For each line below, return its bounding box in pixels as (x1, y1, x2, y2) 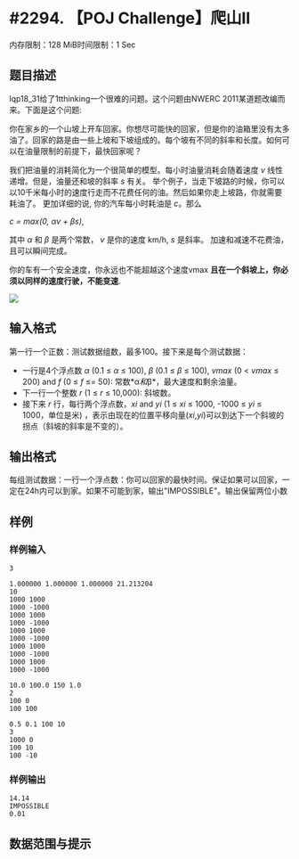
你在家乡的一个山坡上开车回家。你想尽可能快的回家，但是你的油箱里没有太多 (9, 123, 290, 134)
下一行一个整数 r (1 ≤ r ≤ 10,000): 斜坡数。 (21, 387, 176, 397)
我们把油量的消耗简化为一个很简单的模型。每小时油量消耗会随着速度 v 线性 (9, 164, 283, 175)
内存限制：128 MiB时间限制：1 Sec (9, 39, 136, 50)
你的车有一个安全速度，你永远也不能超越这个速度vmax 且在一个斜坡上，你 (9, 264, 281, 274)
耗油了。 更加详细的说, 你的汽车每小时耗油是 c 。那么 (9, 198, 202, 209)
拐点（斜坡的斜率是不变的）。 (21, 421, 128, 431)
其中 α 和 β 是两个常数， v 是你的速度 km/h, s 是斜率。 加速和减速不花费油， (9, 233, 289, 245)
